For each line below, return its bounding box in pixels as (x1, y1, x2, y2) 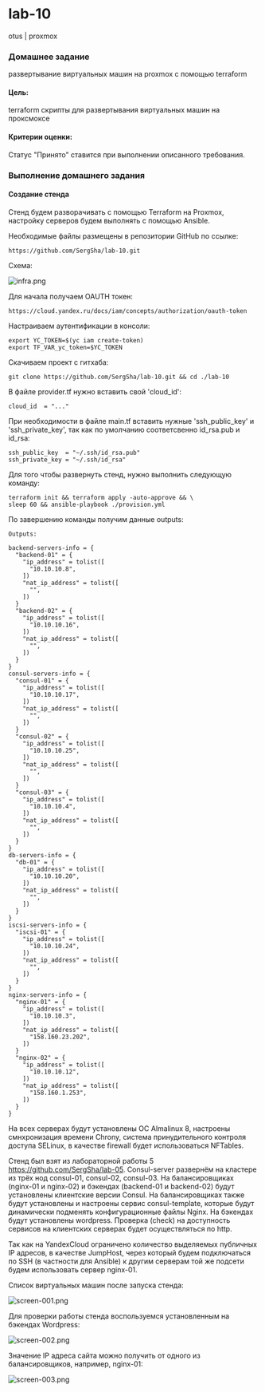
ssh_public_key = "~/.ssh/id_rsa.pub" (8, 449, 141, 457)
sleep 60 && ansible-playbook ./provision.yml (8, 500, 166, 508)
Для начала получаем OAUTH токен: (8, 291, 134, 301)
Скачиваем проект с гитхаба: (8, 357, 109, 367)
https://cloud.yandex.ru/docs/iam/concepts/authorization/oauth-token (8, 306, 247, 315)
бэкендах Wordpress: (8, 1319, 80, 1329)
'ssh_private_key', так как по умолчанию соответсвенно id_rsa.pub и (8, 425, 240, 434)
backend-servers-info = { (8, 544, 94, 552)
